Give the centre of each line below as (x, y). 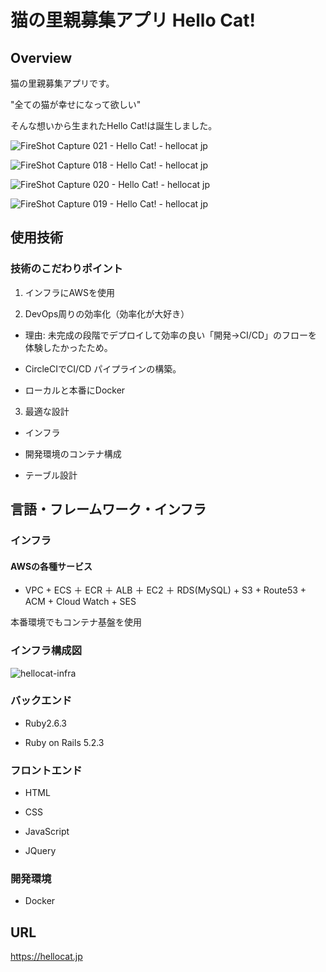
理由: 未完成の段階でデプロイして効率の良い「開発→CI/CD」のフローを (171, 335)
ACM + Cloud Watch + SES (80, 602)
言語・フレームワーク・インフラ (108, 509)
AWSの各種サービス (51, 566)
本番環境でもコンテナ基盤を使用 (76, 622)
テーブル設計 (51, 475)
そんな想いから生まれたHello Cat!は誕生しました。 (114, 125)
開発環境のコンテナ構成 (73, 453)
